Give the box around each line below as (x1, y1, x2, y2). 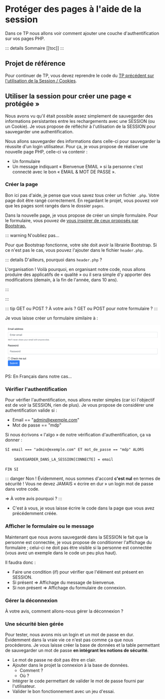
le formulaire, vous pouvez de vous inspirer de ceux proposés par (5, 217, 139, 223)
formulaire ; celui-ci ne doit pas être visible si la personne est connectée (5, 544, 152, 550)
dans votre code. (5, 486, 39, 492)
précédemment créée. (12, 510, 58, 516)
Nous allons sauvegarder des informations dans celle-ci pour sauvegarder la (5, 138, 161, 144)
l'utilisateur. (12, 683, 36, 689)
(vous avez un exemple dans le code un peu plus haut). (5, 549, 117, 556)
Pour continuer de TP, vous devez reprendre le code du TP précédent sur (5, 73, 154, 78)
